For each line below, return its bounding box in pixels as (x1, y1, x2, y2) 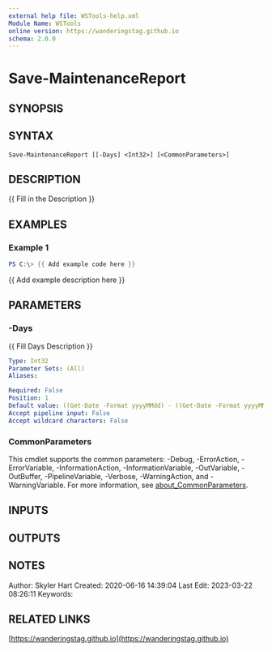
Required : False (8, 387, 63, 395)
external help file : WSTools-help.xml (8, 11, 139, 20)
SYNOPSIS (8, 101, 64, 115)
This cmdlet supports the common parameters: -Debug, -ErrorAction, (8, 455, 240, 464)
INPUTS (8, 503, 49, 517)
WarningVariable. (8, 480, 66, 490)
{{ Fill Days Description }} (8, 341, 93, 351)
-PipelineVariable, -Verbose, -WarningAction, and (44, 472, 209, 481)
